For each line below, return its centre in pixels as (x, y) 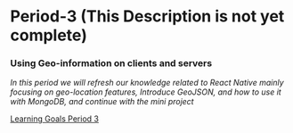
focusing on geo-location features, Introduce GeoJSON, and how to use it (146, 92)
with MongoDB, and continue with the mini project (102, 102)
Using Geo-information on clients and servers (111, 63)
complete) (49, 35)
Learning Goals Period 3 (54, 119)
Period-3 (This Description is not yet (147, 17)
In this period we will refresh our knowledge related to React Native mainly (147, 83)
